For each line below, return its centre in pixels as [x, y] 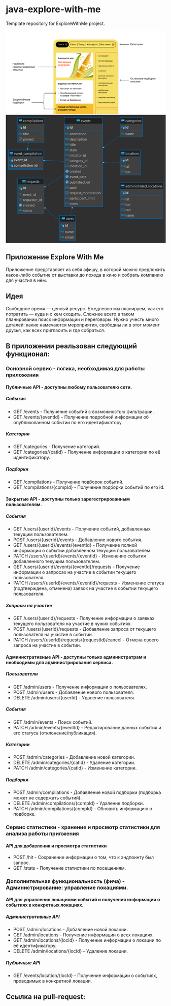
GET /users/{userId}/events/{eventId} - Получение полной [75, 545]
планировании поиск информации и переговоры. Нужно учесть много [82, 319]
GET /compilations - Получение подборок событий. [68, 482]
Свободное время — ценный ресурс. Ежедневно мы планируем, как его [85, 308]
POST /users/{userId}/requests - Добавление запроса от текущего [84, 629]
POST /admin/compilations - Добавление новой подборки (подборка [87, 792]
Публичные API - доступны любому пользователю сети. [69, 387]
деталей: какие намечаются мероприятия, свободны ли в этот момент [83, 324]
